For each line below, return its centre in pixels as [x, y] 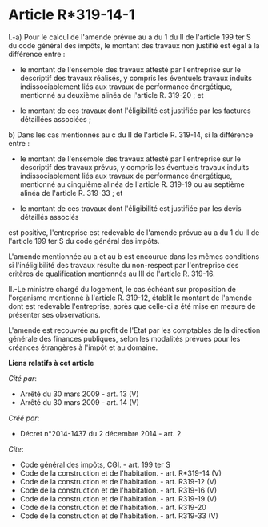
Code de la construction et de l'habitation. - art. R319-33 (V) [119, 516]
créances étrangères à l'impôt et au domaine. [83, 347]
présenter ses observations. [55, 314]
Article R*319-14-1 [72, 15]
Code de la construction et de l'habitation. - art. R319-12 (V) [118, 481]
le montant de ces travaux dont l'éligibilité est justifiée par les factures [135, 111]
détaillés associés [49, 217]
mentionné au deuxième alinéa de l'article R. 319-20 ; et [112, 95]
